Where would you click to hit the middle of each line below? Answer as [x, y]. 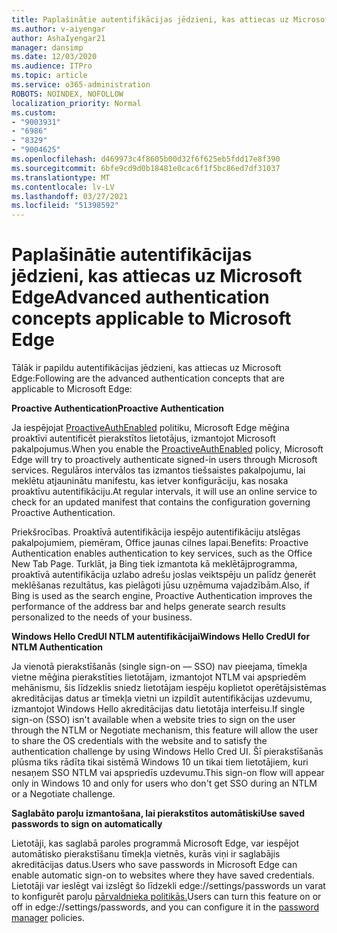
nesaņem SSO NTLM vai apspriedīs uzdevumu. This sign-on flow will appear [168, 773]
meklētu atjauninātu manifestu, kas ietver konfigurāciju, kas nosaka [150, 481]
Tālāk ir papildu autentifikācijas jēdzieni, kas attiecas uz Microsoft [146, 368]
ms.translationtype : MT [61, 177]
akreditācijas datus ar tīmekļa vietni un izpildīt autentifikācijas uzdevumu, [162, 698]
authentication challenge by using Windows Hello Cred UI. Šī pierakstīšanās [167, 752]
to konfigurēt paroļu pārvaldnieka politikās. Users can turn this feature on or [166, 897]
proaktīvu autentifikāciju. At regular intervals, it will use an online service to [164, 492]
